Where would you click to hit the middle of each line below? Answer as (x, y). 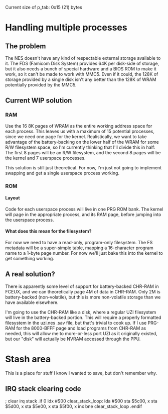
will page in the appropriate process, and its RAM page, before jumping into (83, 214)
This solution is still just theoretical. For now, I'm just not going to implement (83, 167)
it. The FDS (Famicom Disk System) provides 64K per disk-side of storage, (82, 63)
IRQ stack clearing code (43, 389)
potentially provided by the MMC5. (41, 85)
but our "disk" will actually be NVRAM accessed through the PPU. (73, 339)
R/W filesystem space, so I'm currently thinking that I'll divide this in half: (80, 147)
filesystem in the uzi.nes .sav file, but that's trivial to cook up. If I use (76, 323)
